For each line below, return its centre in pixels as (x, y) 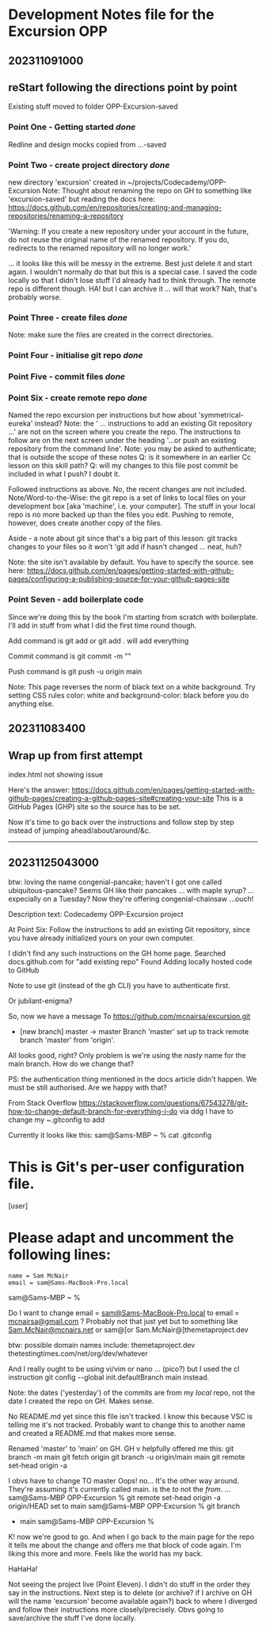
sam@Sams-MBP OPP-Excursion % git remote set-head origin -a (115, 1497)
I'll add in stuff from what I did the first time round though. (103, 625)
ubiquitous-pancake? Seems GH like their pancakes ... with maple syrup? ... (131, 890)
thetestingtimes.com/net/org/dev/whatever (78, 1353)
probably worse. (35, 297)
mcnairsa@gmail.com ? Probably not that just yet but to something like (123, 1321)
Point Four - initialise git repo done (76, 356)
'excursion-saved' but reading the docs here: (82, 199)
